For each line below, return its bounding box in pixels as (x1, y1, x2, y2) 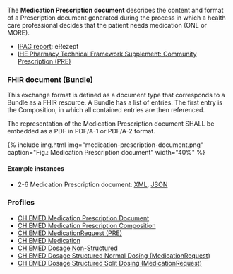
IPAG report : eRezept (17, 42, 79, 50)
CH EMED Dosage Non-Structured (17, 244, 118, 252)
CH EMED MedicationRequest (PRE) (17, 229, 122, 237)
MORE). (7, 28, 30, 37)
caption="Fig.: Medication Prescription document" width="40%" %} (7, 148, 206, 157)
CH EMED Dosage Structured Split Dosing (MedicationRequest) (17, 258, 203, 267)
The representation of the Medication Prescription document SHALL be (7, 119, 215, 128)
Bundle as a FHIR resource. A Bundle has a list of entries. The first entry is (7, 98, 222, 107)
